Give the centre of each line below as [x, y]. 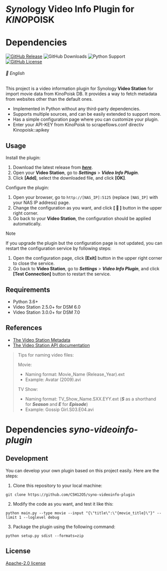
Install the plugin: [23, 158]
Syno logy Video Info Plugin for [70, 9]
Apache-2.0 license [26, 563]
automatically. [27, 224]
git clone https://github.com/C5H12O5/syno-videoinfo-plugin [70, 495]
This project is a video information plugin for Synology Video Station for [80, 89]
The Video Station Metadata [42, 340]
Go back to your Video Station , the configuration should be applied [82, 218]
